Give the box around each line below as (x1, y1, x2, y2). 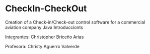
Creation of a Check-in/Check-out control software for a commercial (5, 19, 146, 25)
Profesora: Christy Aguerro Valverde (5, 43, 79, 49)
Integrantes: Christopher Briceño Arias (5, 34, 84, 40)
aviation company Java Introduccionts (5, 24, 83, 30)
